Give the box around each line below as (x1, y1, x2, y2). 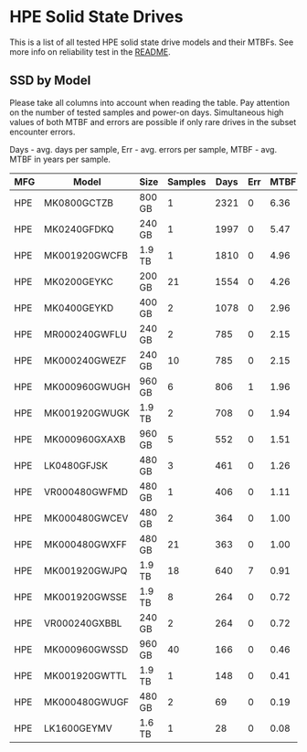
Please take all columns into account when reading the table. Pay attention (9, 97, 291, 108)
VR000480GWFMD (44, 485, 129, 498)
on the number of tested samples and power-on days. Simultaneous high (9, 107, 284, 118)
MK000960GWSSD (44, 642, 129, 655)
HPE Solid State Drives (9, 6, 184, 27)
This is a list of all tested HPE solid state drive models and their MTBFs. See (9, 37, 294, 48)
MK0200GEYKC (44, 275, 114, 288)
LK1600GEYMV (44, 722, 112, 735)
